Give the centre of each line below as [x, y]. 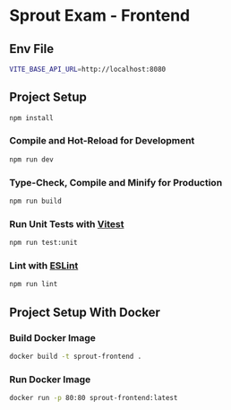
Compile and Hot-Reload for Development [102, 141]
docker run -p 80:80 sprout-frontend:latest [94, 398]
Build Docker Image [53, 337]
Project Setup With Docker [85, 312]
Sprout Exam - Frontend [100, 16]
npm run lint [34, 284]
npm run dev [31, 159]
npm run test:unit [43, 243]
